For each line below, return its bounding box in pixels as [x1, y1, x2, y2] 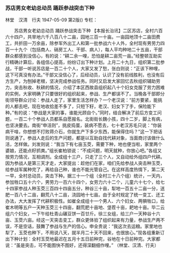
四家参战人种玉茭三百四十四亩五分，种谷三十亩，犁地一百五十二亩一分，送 [9, 185, 165, 191]
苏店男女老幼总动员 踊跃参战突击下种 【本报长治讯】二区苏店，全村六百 [14, 28, 163, 34]
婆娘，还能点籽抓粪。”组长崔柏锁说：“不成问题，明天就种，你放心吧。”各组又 [5, 147, 162, 154]
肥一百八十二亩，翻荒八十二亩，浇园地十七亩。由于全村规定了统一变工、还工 [5, 192, 165, 198]
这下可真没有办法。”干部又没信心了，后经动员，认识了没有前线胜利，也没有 [5, 72, 160, 78]
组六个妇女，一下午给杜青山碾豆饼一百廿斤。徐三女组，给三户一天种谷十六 [5, 211, 160, 217]
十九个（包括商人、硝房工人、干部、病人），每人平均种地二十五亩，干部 [14, 46, 163, 53]
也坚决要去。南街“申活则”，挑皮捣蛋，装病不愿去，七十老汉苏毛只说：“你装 [5, 122, 162, 128]
